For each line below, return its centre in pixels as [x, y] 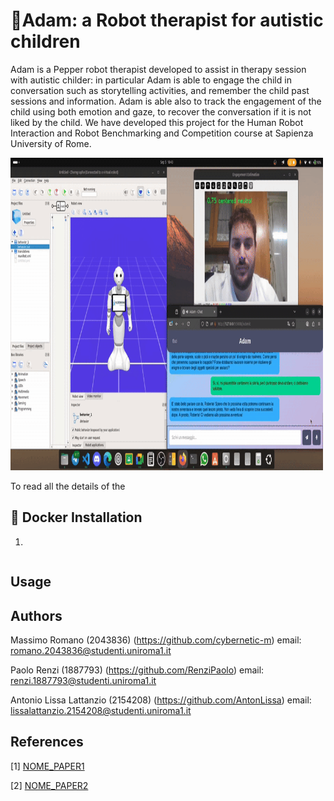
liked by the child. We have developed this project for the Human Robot [157, 122]
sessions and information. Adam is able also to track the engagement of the [166, 101]
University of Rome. [51, 143]
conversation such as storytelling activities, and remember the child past [160, 90]
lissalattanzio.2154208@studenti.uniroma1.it [101, 710]
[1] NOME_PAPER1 [47, 766]
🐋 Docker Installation [76, 517]
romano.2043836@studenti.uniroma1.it [91, 650]
